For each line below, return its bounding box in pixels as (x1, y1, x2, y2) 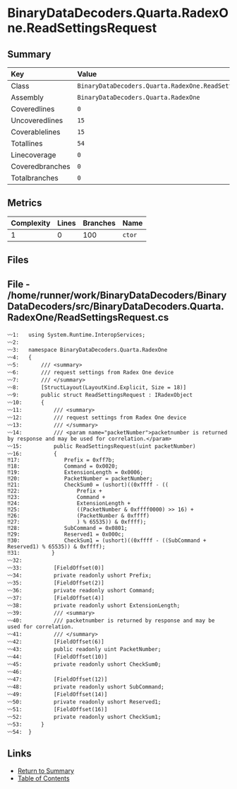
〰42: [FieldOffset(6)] (7, 638, 104, 645)
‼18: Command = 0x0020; (7, 463, 119, 470)
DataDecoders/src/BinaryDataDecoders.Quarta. (7, 300, 224, 312)
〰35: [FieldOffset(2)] (7, 580, 104, 587)
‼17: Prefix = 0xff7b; (7, 456, 115, 464)
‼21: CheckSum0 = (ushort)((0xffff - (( (7, 481, 169, 489)
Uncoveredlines (11, 115, 63, 125)
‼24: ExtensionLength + (7, 500, 131, 507)
